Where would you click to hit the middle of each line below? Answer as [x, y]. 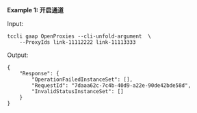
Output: [18, 55]
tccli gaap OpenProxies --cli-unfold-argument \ [79, 36]
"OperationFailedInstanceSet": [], [82, 79]
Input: [15, 24]
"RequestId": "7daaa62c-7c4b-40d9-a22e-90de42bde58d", [111, 86]
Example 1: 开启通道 [35, 10]
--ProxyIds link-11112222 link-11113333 [78, 42]
